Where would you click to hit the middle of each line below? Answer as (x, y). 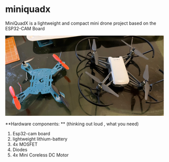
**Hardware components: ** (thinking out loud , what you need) (72, 124)
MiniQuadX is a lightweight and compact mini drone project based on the (81, 23)
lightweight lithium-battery (40, 139)
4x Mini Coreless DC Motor (40, 155)
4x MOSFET (25, 144)
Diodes (20, 150)
